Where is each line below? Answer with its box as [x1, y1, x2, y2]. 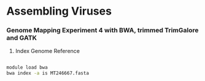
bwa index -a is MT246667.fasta [6, 70, 89, 77]
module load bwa [6, 65, 48, 71]
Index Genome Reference [15, 48, 80, 55]
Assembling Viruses [6, 4, 112, 18]
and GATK [6, 33, 37, 42]
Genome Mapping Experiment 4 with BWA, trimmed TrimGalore [6, 26, 199, 35]
